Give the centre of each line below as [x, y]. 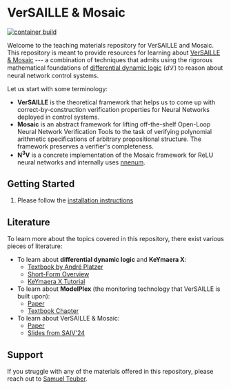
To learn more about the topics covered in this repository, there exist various [115, 239]
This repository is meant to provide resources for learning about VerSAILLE [114, 53]
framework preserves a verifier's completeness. [85, 146]
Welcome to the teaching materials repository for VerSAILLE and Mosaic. [111, 45]
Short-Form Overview [58, 274]
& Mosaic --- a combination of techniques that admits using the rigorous [110, 59]
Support [25, 355]
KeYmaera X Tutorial [56, 282]
